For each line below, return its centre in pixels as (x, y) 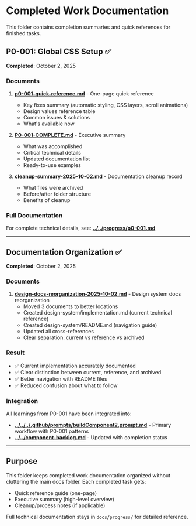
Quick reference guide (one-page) (56, 493)
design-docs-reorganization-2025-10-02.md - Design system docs (98, 294)
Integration (22, 401)
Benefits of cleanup (47, 200)
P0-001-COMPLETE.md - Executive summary (70, 135)
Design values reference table (59, 111)
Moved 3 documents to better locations (71, 306)
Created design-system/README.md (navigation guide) (90, 325)
